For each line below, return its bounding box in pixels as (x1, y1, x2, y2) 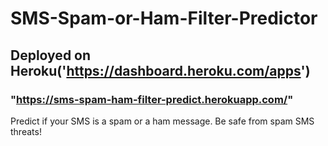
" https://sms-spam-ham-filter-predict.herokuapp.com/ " (10, 92, 294, 106)
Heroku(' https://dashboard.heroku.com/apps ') (10, 62, 311, 79)
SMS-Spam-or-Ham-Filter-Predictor (10, 7, 318, 30)
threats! (10, 125, 42, 137)
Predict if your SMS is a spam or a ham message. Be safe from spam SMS (10, 115, 315, 127)
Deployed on (10, 47, 92, 64)
